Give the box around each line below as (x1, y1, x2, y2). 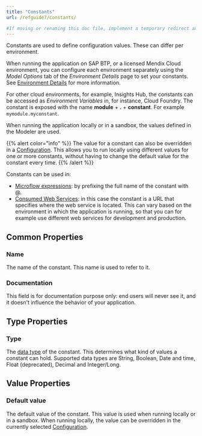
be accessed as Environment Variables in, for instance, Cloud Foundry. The (6, 97, 194, 104)
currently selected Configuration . (6, 423, 88, 430)
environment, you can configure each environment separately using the (6, 66, 183, 74)
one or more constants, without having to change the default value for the (6, 153, 189, 160)
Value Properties (6, 378, 70, 389)
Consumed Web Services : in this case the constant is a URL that (14, 195, 174, 203)
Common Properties (6, 232, 84, 242)
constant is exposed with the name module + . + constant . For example (6, 104, 185, 111)
